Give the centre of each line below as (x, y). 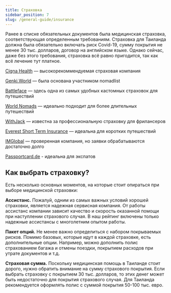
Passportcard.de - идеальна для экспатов (51, 157)
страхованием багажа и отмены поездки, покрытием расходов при (79, 248)
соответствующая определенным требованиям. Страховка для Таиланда (86, 39)
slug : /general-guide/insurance (40, 19)
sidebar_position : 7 (27, 15)
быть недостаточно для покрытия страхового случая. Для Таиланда (80, 280)
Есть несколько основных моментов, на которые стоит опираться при (82, 185)
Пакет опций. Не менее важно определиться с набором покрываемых (83, 232)
